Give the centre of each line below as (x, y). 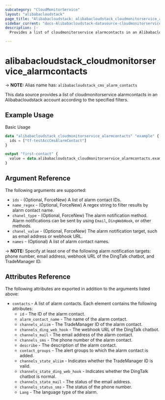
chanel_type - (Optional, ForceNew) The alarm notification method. (80, 215)
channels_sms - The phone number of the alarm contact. (76, 340)
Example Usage (29, 115)
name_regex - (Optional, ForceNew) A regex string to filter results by (80, 205)
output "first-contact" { (31, 154)
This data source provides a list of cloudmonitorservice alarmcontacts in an (82, 94)
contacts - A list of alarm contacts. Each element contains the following (84, 303)
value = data (23, 159)
